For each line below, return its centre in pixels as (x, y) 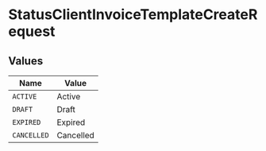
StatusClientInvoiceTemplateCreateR (133, 15)
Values (26, 61)
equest (32, 31)
